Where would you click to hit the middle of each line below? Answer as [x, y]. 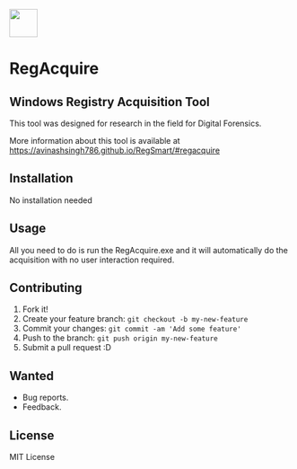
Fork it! [35, 309]
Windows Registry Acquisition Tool [110, 102]
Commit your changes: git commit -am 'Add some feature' [132, 329]
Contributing [46, 288]
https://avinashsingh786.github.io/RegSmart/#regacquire [115, 150]
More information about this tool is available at [95, 141]
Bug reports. [45, 398]
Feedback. [42, 407]
